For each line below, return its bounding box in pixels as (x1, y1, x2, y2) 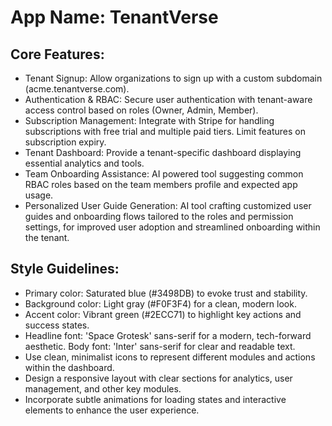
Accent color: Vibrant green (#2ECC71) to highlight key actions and (24, 308, 302, 320)
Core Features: (10, 46, 105, 63)
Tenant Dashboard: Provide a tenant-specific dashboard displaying (24, 147, 302, 158)
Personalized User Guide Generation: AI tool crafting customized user (24, 200, 312, 211)
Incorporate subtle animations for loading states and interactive (24, 393, 287, 405)
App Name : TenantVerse (10, 6, 219, 29)
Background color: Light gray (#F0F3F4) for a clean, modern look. (24, 297, 297, 310)
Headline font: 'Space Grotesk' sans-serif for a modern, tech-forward (24, 329, 312, 341)
